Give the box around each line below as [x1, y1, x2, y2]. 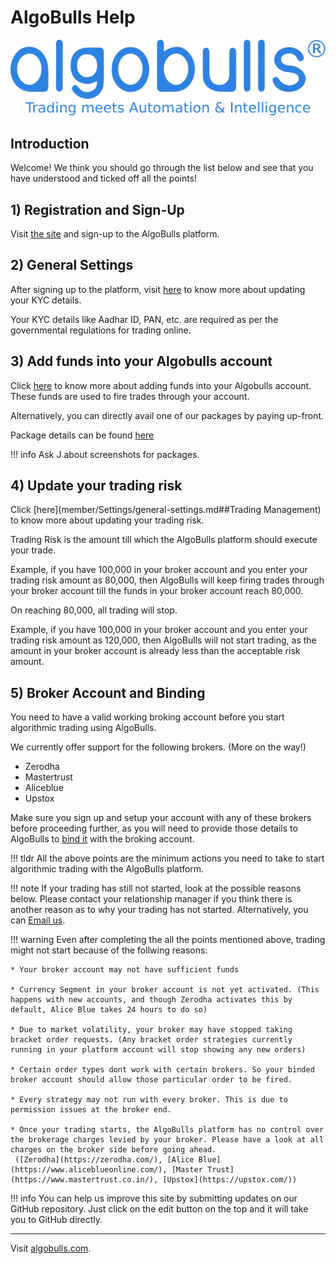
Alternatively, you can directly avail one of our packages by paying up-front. [10, 409, 325, 421]
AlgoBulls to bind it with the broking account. [10, 833, 195, 845]
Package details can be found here [10, 429, 155, 441]
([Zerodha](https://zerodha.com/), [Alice [14, 1155, 195, 1165]
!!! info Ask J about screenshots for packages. [10, 448, 200, 460]
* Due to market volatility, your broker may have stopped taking [10, 1025, 293, 1035]
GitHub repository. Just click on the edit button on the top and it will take [10, 1203, 309, 1215]
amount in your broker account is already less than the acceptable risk [10, 645, 301, 657]
